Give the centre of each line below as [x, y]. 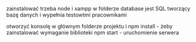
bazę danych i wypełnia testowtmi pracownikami [67, 15]
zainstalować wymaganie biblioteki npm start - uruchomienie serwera [93, 33]
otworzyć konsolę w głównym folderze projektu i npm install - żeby [90, 26]
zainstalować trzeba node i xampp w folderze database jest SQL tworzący [98, 9]
